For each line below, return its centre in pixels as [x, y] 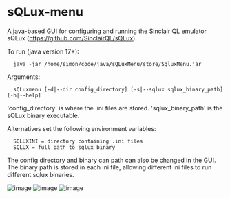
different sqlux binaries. [41, 174]
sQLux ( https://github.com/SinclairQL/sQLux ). [72, 38]
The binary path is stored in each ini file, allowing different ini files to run [109, 167]
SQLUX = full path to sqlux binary [64, 147]
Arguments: [24, 77]
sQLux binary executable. [43, 115]
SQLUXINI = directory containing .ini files [78, 141]
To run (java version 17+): [43, 51]
